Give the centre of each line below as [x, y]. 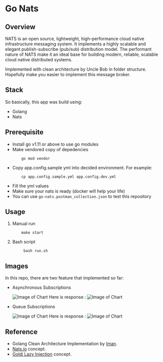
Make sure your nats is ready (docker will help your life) [69, 191]
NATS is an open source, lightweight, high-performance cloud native [75, 39]
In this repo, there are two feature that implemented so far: [65, 278]
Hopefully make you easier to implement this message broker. [68, 74]
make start [33, 233]
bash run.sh [36, 251]
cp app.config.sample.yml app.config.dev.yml [69, 177]
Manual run [24, 224]
